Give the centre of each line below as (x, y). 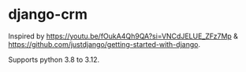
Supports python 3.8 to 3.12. (54, 59)
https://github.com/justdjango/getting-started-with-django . (104, 44)
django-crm (48, 14)
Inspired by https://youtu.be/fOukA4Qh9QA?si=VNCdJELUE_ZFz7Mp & (123, 36)
